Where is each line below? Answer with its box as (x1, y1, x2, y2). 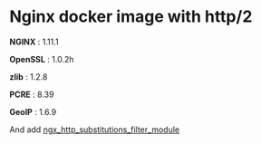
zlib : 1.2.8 (9, 71, 48, 82)
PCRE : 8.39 (9, 89, 54, 100)
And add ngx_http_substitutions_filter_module (9, 124, 179, 135)
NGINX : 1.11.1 (9, 36, 59, 47)
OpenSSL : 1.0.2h (9, 53, 74, 64)
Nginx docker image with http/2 (9, 6, 253, 27)
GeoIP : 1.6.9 (9, 106, 57, 117)
